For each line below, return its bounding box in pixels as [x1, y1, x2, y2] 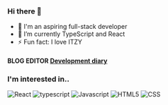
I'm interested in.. [7, 74, 69, 84]
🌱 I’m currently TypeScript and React [17, 30, 125, 38]
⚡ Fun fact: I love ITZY [17, 38, 83, 47]
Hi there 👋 [7, 6, 43, 16]
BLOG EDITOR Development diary [7, 56, 108, 65]
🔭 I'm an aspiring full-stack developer [17, 23, 128, 31]
